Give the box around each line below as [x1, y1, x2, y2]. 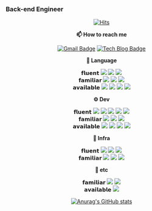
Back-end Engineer [5, 5, 64, 13]
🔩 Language [86, 57, 117, 64]
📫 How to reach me [76, 31, 127, 38]
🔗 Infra [92, 135, 111, 142]
